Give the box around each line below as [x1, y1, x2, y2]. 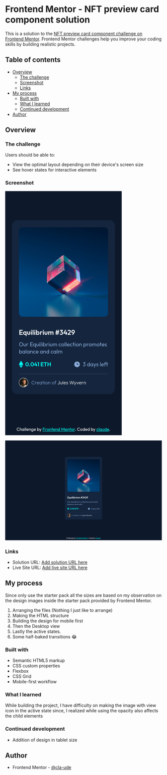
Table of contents [5, 56, 61, 64]
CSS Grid [12, 673, 31, 679]
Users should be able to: [5, 152, 56, 158]
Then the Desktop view [12, 623, 60, 629]
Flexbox [12, 668, 29, 674]
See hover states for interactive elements [12, 167, 97, 173]
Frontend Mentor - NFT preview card [5, 3, 159, 15]
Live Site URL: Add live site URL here [12, 565, 88, 571]
